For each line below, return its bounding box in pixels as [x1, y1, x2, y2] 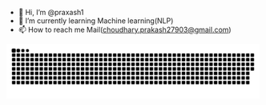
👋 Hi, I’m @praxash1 [18, 8, 84, 17]
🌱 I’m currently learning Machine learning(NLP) [18, 16, 174, 25]
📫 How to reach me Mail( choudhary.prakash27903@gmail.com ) [18, 25, 232, 34]
